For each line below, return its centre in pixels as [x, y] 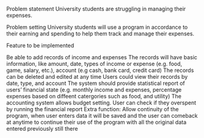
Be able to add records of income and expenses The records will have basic [102, 57]
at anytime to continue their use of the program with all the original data [97, 122]
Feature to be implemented [40, 45]
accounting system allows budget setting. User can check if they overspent [101, 103]
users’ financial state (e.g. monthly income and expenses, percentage [94, 90]
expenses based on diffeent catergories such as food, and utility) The [94, 96]
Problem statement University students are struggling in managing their [96, 9]
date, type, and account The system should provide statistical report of [96, 83]
